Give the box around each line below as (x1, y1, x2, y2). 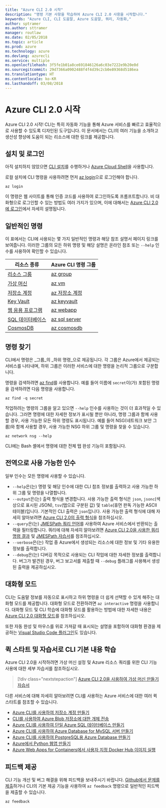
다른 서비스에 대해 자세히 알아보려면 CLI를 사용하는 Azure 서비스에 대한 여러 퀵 (5, 693, 158, 699)
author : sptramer (5, 21, 41, 26)
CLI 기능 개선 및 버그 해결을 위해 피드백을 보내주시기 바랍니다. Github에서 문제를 (5, 777, 160, 783)
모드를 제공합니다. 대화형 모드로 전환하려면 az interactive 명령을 (14, 600, 142, 606)
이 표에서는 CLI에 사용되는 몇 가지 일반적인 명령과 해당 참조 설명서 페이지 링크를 (5, 236, 159, 242)
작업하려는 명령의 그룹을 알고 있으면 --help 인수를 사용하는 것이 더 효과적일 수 (5, 405, 156, 411)
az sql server (51, 316, 81, 323)
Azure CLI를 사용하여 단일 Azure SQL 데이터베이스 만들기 (12, 722, 125, 728)
